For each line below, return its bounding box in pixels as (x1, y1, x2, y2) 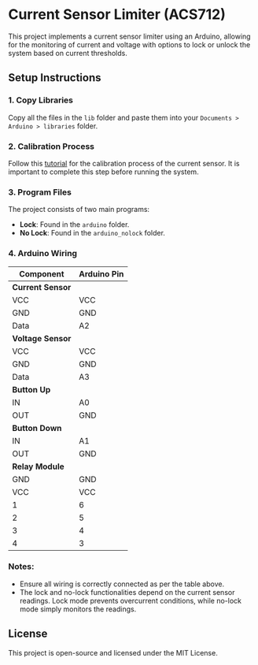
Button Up (12, 384, 51, 395)
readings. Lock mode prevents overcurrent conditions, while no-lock (19, 596, 242, 605)
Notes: (8, 561, 35, 572)
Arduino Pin (78, 268, 124, 279)
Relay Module (12, 461, 64, 472)
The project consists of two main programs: (8, 205, 150, 214)
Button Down (12, 422, 62, 433)
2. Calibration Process (8, 140, 94, 151)
